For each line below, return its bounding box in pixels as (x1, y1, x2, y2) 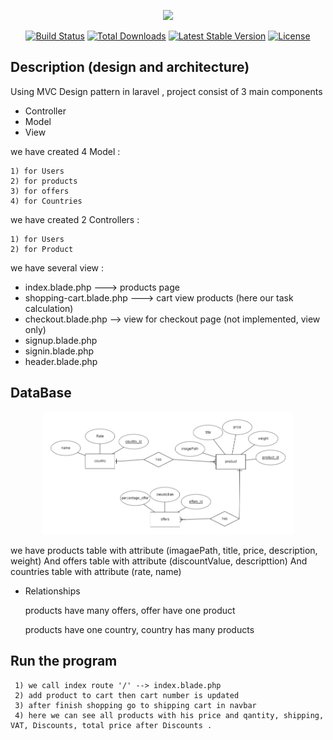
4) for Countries (10, 196, 83, 206)
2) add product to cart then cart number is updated (14, 690, 240, 700)
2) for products (10, 176, 78, 186)
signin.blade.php (24, 345, 95, 357)
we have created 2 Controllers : (10, 213, 140, 225)
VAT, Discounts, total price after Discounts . (10, 720, 213, 730)
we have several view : (10, 261, 105, 274)
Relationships (24, 585, 81, 597)
